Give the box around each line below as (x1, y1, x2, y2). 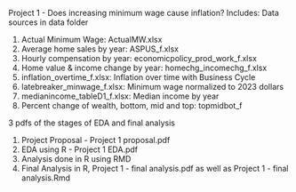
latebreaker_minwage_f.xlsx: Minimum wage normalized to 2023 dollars (20, 82, 284, 92)
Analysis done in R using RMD (20, 154, 132, 164)
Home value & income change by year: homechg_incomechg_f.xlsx (20, 62, 268, 73)
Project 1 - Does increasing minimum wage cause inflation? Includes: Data (8, 8, 279, 18)
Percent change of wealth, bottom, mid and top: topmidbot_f (20, 100, 243, 110)
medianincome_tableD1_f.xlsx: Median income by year (20, 91, 220, 101)
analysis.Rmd (20, 172, 71, 183)
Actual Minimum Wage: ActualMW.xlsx (20, 35, 163, 44)
